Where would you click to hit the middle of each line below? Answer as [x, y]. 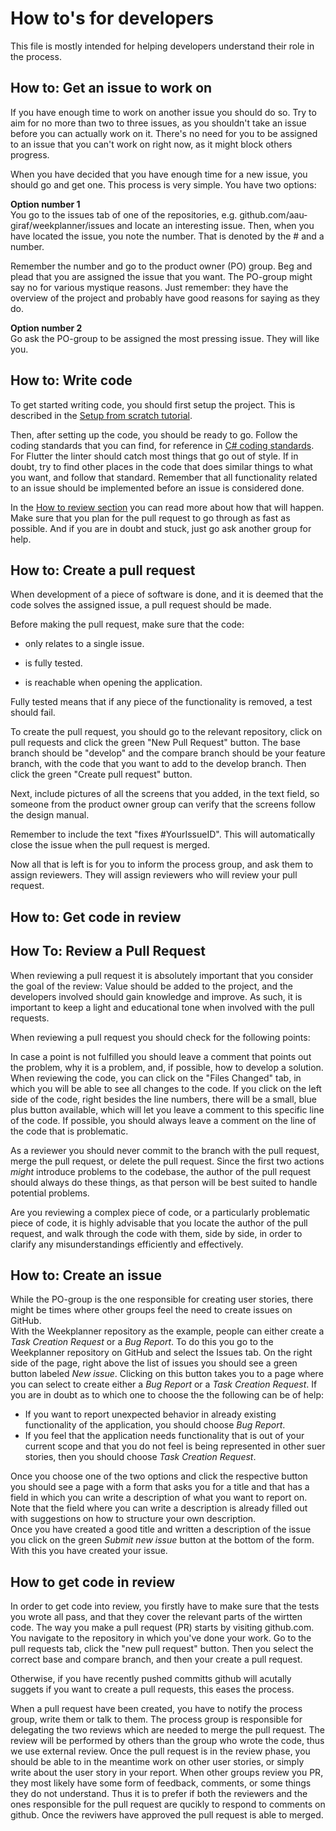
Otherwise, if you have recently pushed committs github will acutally [151, 1679]
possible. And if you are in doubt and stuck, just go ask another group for [161, 528]
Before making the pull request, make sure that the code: [127, 624]
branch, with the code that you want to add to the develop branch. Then [158, 764]
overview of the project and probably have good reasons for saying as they [165, 298]
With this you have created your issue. [89, 1551]
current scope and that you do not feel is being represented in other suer [175, 1446]
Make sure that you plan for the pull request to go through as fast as [150, 518]
